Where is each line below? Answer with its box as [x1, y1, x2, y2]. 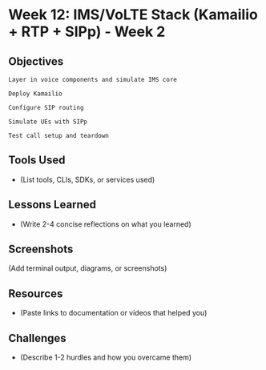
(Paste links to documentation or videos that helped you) [19, 308, 208, 318]
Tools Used [8, 154, 66, 167]
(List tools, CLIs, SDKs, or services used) [19, 175, 155, 184]
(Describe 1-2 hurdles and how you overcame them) [19, 352, 192, 362]
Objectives [8, 54, 64, 68]
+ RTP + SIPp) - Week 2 [8, 22, 166, 41]
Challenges [8, 331, 66, 345]
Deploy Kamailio [8, 90, 62, 98]
